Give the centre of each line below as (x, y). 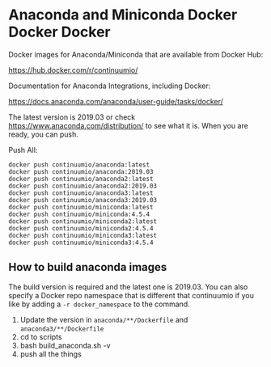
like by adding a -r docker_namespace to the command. (99, 304)
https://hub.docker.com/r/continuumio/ (73, 70)
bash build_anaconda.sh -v (65, 345)
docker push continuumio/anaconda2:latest (81, 179)
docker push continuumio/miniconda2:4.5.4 (81, 228)
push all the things (51, 354)
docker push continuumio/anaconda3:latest (81, 193)
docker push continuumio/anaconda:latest (79, 165)
